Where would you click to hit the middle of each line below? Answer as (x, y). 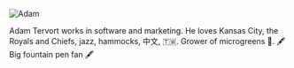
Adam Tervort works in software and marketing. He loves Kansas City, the (144, 30)
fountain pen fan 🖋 (59, 54)
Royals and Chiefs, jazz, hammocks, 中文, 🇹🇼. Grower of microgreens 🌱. (142, 41)
